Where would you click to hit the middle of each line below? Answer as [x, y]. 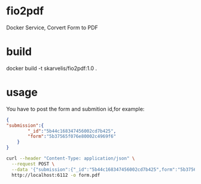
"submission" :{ [25, 125]
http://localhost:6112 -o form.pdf [56, 175]
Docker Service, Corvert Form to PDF [52, 27]
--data [20, 169]
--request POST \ [33, 164]
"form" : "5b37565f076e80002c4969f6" [72, 137]
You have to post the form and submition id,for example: [75, 109]
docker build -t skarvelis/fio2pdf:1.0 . [52, 68]
